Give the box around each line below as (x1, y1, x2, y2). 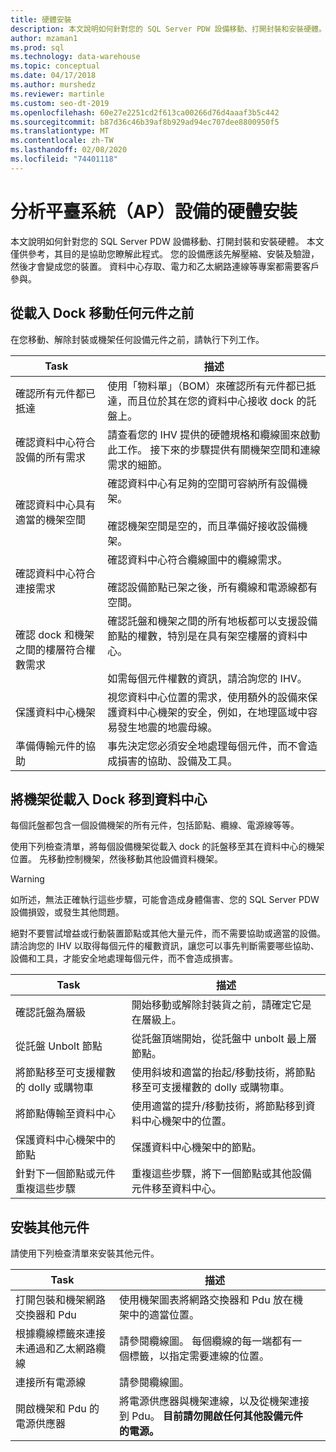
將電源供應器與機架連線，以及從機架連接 (118, 1394, 310, 1408)
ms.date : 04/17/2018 (10, 71, 97, 81)
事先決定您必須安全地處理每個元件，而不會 (107, 739, 308, 753)
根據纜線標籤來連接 (15, 1327, 107, 1341)
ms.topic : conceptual (10, 61, 101, 71)
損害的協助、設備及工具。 (117, 754, 238, 768)
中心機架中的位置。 (141, 1114, 232, 1128)
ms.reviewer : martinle (10, 89, 105, 99)
